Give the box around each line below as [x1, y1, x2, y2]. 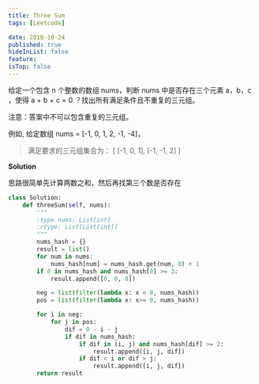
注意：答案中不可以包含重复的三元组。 [8, 112, 133, 121]
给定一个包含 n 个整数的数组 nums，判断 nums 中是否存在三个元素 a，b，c [8, 85, 252, 95]
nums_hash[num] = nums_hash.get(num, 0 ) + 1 [50, 260, 200, 268]
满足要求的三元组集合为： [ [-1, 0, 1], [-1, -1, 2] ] [27, 146, 182, 155]
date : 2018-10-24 [8, 33, 66, 41]
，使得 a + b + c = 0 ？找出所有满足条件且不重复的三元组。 [8, 95, 200, 105]
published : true [8, 40, 62, 48]
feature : [8, 55, 37, 63]
